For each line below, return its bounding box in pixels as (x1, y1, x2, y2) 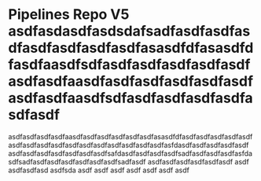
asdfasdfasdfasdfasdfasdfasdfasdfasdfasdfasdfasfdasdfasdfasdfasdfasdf (8, 140, 249, 150)
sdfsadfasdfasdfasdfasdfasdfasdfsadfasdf (8, 157, 147, 166)
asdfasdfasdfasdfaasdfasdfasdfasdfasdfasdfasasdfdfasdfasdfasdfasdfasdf (8, 131, 253, 141)
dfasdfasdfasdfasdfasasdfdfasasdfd (8, 39, 254, 57)
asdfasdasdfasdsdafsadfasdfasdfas (8, 22, 251, 40)
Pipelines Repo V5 (8, 6, 130, 24)
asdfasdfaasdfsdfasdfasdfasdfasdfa (8, 89, 253, 107)
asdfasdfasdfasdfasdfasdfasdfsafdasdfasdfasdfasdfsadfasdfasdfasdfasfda (8, 148, 253, 158)
